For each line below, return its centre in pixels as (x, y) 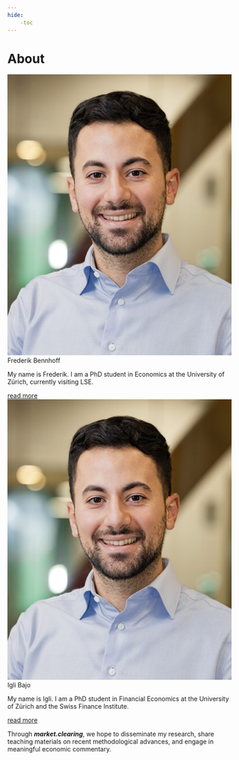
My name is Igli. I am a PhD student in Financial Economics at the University (118, 699)
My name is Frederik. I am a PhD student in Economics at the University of (116, 374)
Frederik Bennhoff (34, 360)
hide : (15, 15)
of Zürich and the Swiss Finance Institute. (68, 706)
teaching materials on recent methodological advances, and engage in (111, 741)
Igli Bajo (19, 684)
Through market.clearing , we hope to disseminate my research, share (111, 734)
